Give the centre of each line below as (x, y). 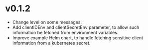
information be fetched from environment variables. (65, 32)
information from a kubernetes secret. (51, 43)
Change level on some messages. (47, 22)
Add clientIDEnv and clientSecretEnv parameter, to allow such (76, 27)
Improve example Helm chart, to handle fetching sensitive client (78, 38)
